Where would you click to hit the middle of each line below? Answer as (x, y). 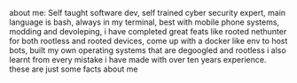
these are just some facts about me (74, 69)
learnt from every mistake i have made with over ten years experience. (138, 60)
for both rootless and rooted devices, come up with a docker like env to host (148, 41)
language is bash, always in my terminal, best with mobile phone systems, (145, 22)
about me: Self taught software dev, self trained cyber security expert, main (148, 13)
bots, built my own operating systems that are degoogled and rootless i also (148, 50)
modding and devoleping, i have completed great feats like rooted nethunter (148, 31)
